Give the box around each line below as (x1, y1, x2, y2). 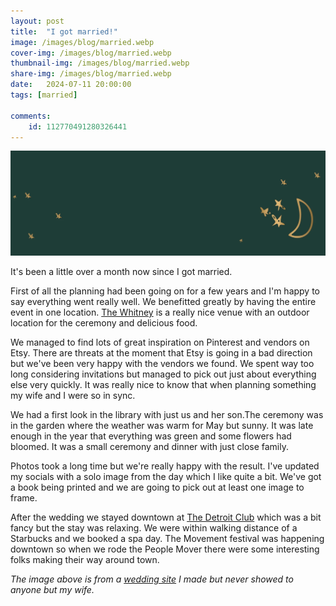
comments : (10, 111, 52, 121)
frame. (10, 492, 38, 504)
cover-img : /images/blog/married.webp (10, 48, 172, 58)
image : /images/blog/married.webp (10, 37, 155, 47)
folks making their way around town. (10, 554, 160, 566)
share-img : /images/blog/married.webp (10, 69, 172, 79)
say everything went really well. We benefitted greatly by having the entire (10, 296, 317, 308)
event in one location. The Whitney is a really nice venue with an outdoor (10, 306, 310, 319)
